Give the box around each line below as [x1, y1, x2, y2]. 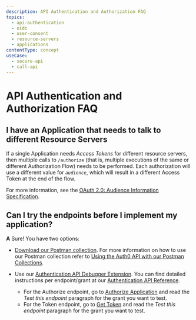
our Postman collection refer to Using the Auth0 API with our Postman [14, 253, 184, 260]
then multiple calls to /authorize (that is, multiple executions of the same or [6, 156, 190, 163]
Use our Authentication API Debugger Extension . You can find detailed [14, 270, 186, 278]
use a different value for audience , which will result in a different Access [6, 169, 180, 176]
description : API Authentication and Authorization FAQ [6, 8, 146, 15]
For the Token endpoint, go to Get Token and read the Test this [23, 301, 175, 308]
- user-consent [11, 31, 49, 37]
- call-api [11, 63, 38, 70]
